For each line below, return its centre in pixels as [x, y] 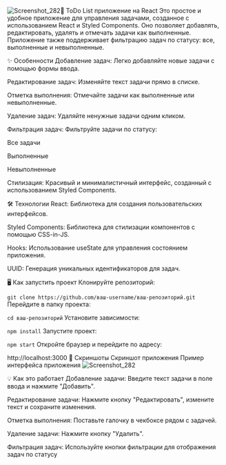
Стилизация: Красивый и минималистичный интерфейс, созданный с [110, 182]
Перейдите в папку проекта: [49, 304]
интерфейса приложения [44, 365]
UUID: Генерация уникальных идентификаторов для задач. [94, 268]
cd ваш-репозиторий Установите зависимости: [73, 318]
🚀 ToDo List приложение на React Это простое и [131, 11]
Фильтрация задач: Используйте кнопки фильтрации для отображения [112, 447]
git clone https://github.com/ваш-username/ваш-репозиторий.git [101, 297]
